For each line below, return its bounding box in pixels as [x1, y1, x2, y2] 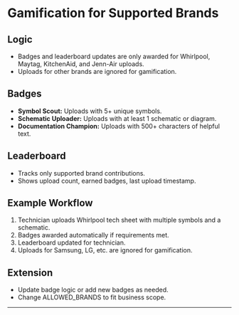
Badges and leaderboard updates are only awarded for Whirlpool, [17, 52, 211, 60]
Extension [7, 267, 53, 279]
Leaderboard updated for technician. [17, 238, 126, 247]
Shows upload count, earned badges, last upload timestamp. [17, 176, 196, 185]
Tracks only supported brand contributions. [17, 169, 146, 177]
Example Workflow [7, 197, 93, 209]
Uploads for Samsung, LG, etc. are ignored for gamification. [17, 246, 193, 255]
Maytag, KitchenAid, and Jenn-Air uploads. [17, 60, 144, 68]
